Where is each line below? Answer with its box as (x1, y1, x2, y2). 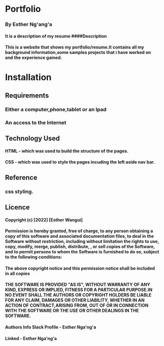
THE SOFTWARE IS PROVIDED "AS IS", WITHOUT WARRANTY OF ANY (5, 282, 151, 288)
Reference (5, 173, 38, 182)
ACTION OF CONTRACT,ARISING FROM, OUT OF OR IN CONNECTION (5, 302, 148, 308)
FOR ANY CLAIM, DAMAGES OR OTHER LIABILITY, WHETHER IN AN (5, 297, 145, 303)
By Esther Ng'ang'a (5, 21, 52, 28)
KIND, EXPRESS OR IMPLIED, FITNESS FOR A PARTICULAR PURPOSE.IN (5, 287, 153, 293)
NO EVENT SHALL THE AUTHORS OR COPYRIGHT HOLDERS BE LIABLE (5, 292, 152, 298)
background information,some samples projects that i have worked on (5, 49, 151, 55)
